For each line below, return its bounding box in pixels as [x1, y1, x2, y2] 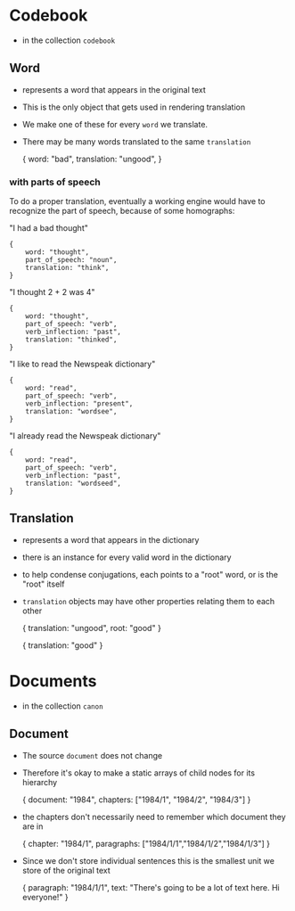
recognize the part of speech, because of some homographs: [9, 206, 235, 217]
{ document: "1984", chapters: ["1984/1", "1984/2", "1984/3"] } [21, 794, 251, 805]
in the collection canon [21, 701, 104, 711]
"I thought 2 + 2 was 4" [9, 287, 95, 298]
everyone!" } [21, 891, 69, 902]
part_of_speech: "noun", [25, 256, 118, 265]
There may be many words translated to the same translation [21, 135, 251, 147]
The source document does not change [21, 750, 163, 760]
